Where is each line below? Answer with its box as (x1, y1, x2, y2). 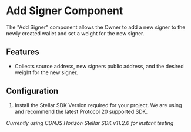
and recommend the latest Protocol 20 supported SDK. (14, 108, 148, 115)
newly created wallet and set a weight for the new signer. (6, 29, 145, 37)
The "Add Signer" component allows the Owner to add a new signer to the (6, 24, 186, 31)
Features (6, 47, 39, 57)
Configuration (6, 86, 59, 96)
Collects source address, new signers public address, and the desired (14, 62, 184, 70)
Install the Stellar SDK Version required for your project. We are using (14, 101, 182, 108)
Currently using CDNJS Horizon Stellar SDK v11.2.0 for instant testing (6, 119, 174, 126)
